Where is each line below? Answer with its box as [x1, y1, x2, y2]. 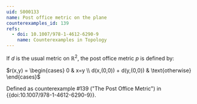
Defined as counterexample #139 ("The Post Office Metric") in [6, 85, 162, 92]
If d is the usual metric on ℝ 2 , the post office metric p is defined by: [6, 54, 175, 62]
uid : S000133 [6, 8, 39, 15]
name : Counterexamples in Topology [17, 37, 107, 43]
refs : [6, 25, 20, 32]
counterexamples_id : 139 [6, 20, 69, 26]
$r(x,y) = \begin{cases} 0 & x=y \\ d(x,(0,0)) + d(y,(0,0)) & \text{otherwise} [6, 67, 192, 74]
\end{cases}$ [6, 73, 41, 80]
